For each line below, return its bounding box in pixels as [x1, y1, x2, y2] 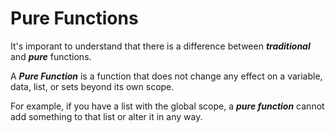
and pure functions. [10, 50, 92, 62]
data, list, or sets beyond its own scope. [10, 80, 175, 92]
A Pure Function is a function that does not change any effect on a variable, [10, 70, 323, 82]
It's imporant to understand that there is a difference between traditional [10, 40, 311, 52]
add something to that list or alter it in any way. [10, 110, 203, 122]
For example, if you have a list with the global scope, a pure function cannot [10, 100, 325, 112]
